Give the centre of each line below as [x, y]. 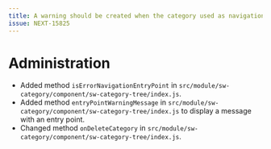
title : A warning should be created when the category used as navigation [137, 16]
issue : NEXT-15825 [39, 23]
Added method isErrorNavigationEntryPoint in [98, 85]
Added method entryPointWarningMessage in [93, 102]
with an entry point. [52, 120]
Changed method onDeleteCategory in [83, 128]
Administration [59, 63]
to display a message [216, 111]
